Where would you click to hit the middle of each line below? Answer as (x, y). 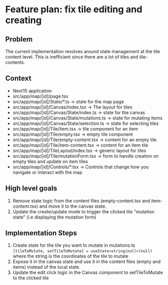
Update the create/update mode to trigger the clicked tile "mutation (83, 211)
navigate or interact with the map (47, 172)
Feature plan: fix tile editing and (74, 9)
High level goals (31, 189)
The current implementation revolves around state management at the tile (83, 51)
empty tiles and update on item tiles (50, 161)
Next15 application (32, 91)
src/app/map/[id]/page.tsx (41, 96)
